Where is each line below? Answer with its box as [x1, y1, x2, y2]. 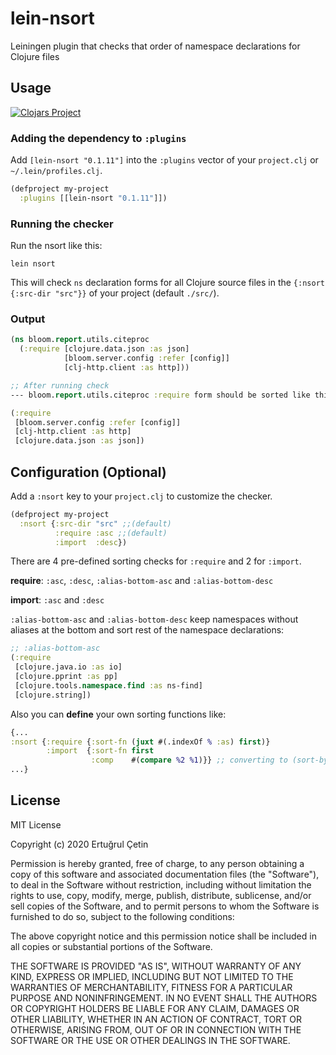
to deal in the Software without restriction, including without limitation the [10, 878, 312, 891]
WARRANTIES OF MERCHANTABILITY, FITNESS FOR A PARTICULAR [10, 981, 293, 993]
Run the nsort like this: [10, 240, 103, 252]
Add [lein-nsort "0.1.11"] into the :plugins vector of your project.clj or [10, 154, 319, 166]
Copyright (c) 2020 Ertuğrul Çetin [10, 838, 149, 850]
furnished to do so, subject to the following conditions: [10, 910, 235, 922]
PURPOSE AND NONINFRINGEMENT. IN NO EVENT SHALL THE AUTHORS [10, 992, 318, 1004]
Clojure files [10, 50, 60, 62]
